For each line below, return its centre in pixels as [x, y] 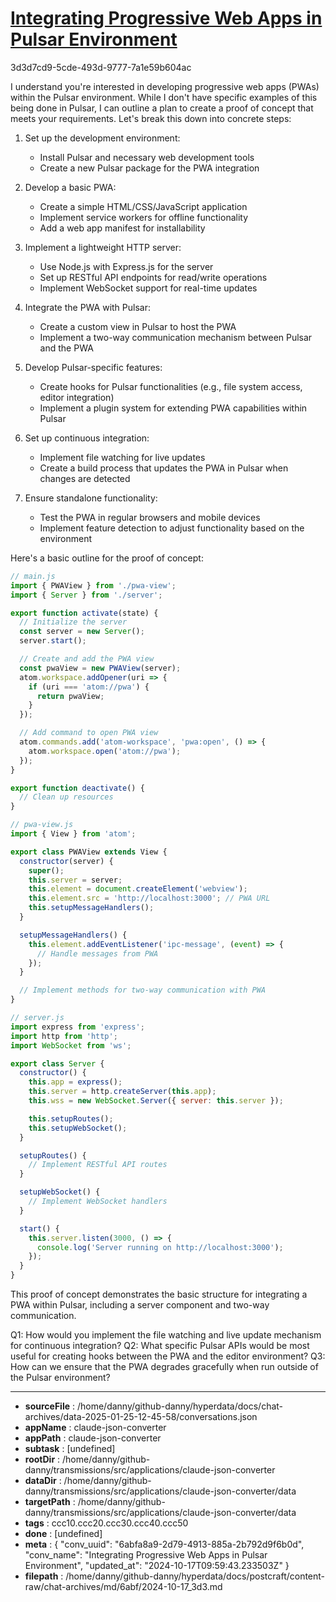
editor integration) [77, 397]
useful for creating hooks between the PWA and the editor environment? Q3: [168, 1356]
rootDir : [42, 1459]
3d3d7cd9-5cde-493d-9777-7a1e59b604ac [101, 67]
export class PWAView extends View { [89, 852]
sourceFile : [50, 1406]
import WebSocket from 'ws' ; [71, 1045]
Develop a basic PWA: [70, 187]
